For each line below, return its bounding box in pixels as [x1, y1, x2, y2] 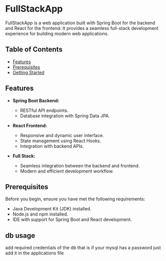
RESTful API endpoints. [20, 107, 69, 113]
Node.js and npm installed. [12, 211, 69, 217]
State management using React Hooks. [20, 138, 101, 144]
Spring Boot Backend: [12, 97, 60, 104]
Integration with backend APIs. [20, 143, 84, 149]
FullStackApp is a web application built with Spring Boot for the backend [5, 20, 155, 26]
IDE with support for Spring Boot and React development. [12, 216, 132, 223]
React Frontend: [12, 122, 47, 128]
